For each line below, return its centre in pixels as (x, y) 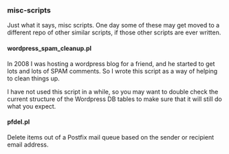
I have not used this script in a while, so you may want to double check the (113, 91)
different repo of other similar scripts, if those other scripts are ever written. (114, 32)
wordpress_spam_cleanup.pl (49, 48)
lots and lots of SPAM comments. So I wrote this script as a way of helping (112, 71)
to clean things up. (33, 78)
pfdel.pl (19, 122)
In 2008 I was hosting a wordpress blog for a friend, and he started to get (111, 63)
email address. (28, 144)
